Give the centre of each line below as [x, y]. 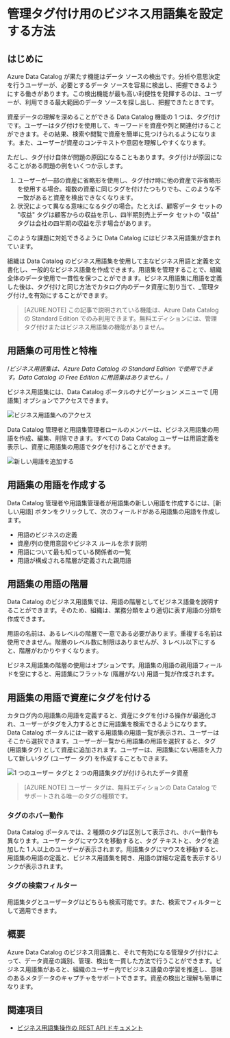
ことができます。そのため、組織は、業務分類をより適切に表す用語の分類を [117, 610]
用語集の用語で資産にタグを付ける [79, 697]
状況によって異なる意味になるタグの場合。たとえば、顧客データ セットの [119, 206]
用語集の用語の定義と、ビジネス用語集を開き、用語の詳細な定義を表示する [112, 857]
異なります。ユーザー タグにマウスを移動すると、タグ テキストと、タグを [110, 840]
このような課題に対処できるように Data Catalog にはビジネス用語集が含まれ [114, 238]
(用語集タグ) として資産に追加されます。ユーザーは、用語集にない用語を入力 [115, 750]
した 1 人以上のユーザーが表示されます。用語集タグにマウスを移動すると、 [117, 849]
